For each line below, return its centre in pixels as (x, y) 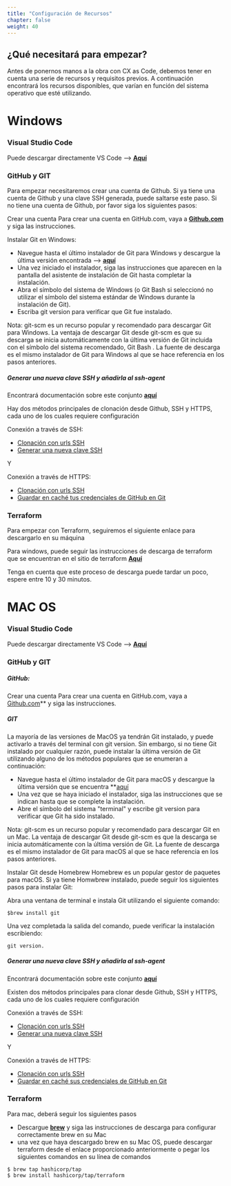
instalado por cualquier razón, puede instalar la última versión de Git (104, 751)
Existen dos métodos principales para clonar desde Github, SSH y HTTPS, (112, 992)
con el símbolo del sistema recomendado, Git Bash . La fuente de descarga (114, 347)
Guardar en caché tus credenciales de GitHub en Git (91, 497)
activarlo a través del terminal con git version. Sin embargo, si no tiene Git (112, 743)
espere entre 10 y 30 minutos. (49, 580)
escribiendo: (25, 933)
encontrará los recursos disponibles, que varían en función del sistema (108, 86)
